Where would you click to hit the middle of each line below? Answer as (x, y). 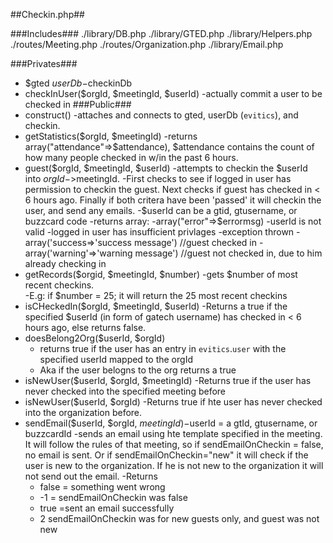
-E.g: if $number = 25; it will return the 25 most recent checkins (156, 295)
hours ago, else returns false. (85, 327)
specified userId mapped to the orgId (116, 359)
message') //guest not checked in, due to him (228, 253)
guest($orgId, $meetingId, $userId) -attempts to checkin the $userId (166, 168)
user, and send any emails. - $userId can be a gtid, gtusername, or (161, 210)
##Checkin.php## (47, 14)
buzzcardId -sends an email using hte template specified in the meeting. (173, 433)
